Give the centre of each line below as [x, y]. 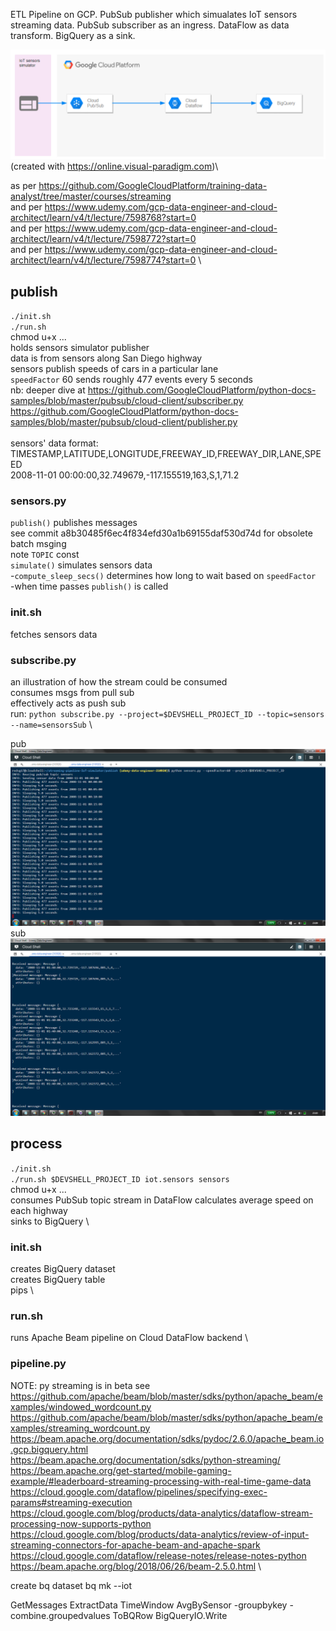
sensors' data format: [54, 443]
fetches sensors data [54, 634]
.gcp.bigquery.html [49, 1449]
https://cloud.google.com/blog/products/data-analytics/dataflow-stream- [161, 1513]
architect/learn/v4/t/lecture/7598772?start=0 [103, 239]
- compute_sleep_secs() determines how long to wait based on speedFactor [163, 576]
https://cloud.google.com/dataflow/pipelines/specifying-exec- [139, 1491]
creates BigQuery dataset [63, 1269]
